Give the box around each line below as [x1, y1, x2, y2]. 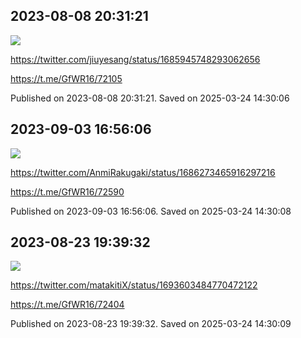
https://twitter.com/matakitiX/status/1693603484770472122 [10, 279, 258, 291]
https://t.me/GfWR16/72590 [10, 185, 125, 198]
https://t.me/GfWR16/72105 [10, 72, 123, 84]
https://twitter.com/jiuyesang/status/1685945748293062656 [10, 53, 261, 65]
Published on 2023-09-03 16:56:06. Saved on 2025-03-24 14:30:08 [10, 205, 292, 217]
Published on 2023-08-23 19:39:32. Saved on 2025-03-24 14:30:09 [10, 318, 292, 330]
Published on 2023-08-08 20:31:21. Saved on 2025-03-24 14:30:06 [10, 92, 290, 104]
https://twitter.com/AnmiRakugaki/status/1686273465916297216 [10, 166, 276, 178]
